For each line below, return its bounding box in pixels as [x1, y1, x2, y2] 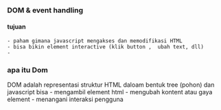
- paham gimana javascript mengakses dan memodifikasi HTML [7, 38, 183, 44]
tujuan [7, 23, 26, 31]
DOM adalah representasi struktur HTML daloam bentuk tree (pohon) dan [7, 81, 215, 89]
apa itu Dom [7, 66, 48, 75]
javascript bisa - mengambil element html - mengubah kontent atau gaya [7, 88, 213, 96]
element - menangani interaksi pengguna [7, 95, 124, 104]
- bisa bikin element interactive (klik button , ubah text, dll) [7, 44, 205, 51]
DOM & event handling [7, 5, 84, 15]
